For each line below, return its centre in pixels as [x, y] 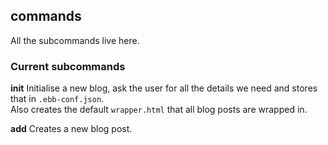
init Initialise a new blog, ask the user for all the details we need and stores [164, 88]
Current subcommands [68, 66]
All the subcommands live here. [75, 40]
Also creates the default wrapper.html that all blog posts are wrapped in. [159, 110]
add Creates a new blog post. [71, 129]
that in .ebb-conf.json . [57, 99]
